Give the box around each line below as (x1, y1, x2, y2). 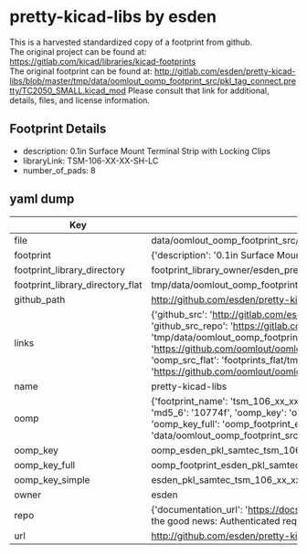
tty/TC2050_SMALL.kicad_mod (9, 85, 126, 96)
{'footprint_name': (150, 394, 228, 407)
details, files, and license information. (9, 94, 151, 106)
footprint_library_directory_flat (14, 278, 143, 291)
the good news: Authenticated (150, 514, 281, 527)
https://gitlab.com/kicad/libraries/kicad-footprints (9, 56, 196, 67)
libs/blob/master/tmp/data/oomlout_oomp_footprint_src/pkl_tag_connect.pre (9, 75, 297, 86)
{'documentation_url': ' (150, 503, 249, 516)
